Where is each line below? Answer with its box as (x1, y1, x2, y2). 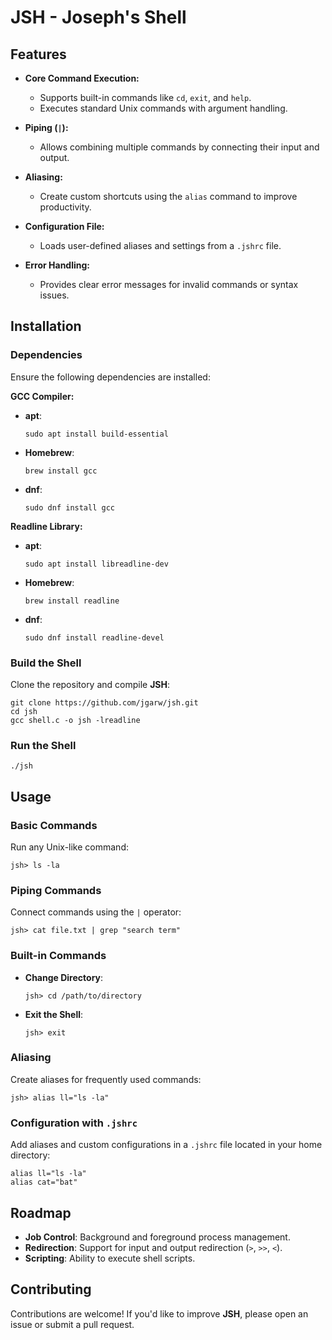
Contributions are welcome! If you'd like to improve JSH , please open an (10, 1307, 309, 1320)
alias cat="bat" (10, 1177, 78, 1188)
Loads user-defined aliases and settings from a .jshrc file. (39, 240, 282, 251)
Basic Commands (10, 818, 98, 832)
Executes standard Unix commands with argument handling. (39, 102, 288, 114)
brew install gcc (24, 466, 98, 476)
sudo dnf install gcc (24, 502, 115, 513)
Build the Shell (10, 656, 82, 670)
